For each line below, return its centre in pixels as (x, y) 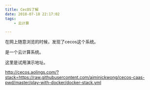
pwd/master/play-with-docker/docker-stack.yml (53, 83)
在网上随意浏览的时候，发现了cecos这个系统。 (52, 42)
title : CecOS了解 (22, 9)
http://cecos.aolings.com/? (32, 72)
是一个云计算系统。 (24, 52)
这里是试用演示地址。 (26, 63)
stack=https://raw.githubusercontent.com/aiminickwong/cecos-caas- (75, 77)
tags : (10, 18)
